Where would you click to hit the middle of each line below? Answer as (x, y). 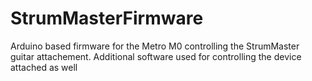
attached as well (44, 67)
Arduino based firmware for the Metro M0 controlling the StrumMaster (155, 46)
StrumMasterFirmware (107, 18)
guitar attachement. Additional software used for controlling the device (156, 56)
